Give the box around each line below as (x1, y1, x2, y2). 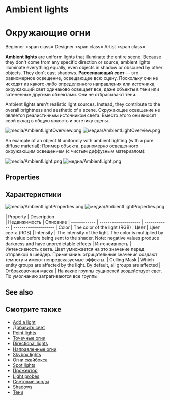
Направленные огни (12, 345, 57, 352)
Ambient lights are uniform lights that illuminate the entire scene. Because (5, 54, 162, 60)
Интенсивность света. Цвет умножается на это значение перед (5, 246, 145, 252)
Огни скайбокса (12, 357, 48, 363)
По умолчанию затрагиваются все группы (5, 273, 98, 279)
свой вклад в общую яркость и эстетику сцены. (5, 118, 109, 124)
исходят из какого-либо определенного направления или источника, (5, 81, 156, 87)
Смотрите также (5, 305, 62, 314)
